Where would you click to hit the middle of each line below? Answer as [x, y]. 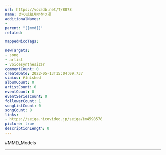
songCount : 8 [19, 110]
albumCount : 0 [20, 83]
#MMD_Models [21, 142]
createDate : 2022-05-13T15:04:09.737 [44, 74]
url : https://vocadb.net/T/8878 [38, 10]
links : [12, 115]
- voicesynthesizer [25, 64]
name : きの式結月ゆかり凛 [28, 14]
